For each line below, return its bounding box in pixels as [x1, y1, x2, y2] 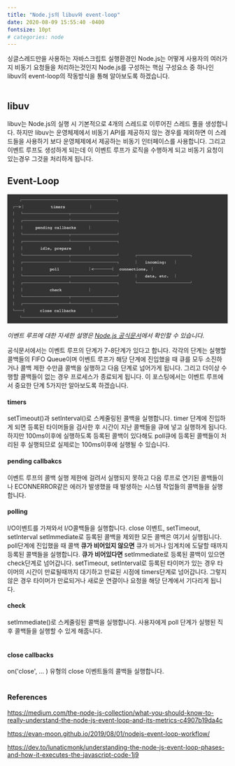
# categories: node [7, 34, 64, 41]
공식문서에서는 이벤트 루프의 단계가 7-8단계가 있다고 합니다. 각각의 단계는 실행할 [7, 347, 227, 355]
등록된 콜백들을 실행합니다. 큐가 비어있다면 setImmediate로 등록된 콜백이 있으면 [7, 550, 225, 558]
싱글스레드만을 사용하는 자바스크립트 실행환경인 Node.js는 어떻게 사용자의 [7, 55, 209, 63]
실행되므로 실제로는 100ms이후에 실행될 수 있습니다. [27, 440, 170, 449]
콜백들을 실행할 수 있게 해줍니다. [14, 627, 103, 635]
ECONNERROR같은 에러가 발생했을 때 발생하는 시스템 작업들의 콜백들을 [14, 482, 210, 490]
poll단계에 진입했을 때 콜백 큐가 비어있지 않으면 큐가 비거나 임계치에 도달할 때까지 [7, 541, 228, 550]
